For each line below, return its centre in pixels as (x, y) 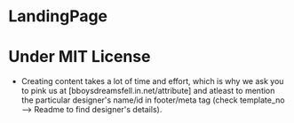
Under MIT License (79, 57)
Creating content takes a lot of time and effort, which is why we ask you (152, 81)
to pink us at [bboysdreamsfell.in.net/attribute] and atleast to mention (148, 91)
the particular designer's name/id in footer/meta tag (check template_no (153, 100)
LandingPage (58, 16)
